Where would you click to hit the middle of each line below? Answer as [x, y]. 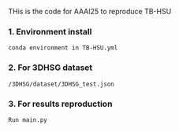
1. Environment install [50, 31]
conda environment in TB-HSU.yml [63, 48]
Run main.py [28, 120]
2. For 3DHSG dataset [50, 68]
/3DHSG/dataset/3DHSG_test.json [61, 84]
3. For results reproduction [60, 104]
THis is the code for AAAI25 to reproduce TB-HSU [90, 11]
